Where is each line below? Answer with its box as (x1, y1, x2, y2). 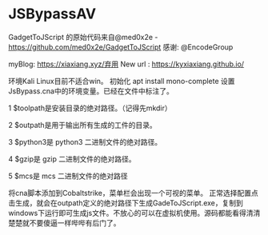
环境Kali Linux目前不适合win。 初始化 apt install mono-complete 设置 (8, 76, 235, 86)
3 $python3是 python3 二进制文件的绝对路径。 (8, 137, 162, 146)
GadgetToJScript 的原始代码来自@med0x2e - (8, 32, 158, 42)
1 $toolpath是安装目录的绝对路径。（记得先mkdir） (8, 103, 172, 113)
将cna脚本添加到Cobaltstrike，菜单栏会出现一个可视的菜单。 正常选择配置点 (8, 188, 258, 197)
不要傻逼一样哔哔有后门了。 (29, 217, 121, 228)
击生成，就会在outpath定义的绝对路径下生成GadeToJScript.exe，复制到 (8, 197, 244, 208)
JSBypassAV (8, 5, 97, 23)
